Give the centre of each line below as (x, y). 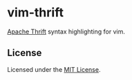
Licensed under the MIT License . (54, 69)
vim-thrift (36, 13)
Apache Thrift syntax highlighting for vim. (66, 31)
